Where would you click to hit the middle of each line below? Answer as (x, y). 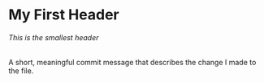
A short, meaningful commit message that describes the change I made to (132, 63)
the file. (21, 71)
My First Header (64, 15)
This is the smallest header (54, 37)
